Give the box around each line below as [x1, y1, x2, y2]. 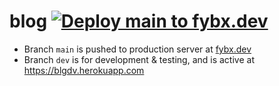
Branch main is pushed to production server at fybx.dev [23, 43, 252, 55]
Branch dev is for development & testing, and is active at [23, 53, 255, 65]
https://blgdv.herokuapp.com [23, 64, 145, 76]
